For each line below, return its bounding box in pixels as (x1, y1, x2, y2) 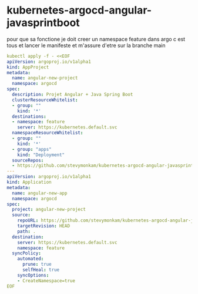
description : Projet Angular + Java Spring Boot (12, 92, 133, 98)
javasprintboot (6, 16, 80, 29)
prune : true (22, 262, 52, 267)
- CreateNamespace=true (17, 278, 76, 283)
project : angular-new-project (12, 207, 86, 213)
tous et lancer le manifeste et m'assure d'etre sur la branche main (6, 42, 166, 49)
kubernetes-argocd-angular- (6, 4, 152, 17)
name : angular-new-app (12, 190, 68, 196)
